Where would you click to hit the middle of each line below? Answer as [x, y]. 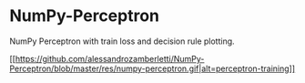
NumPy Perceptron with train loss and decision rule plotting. [122, 41]
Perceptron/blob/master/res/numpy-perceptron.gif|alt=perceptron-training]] [152, 68]
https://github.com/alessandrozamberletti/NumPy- [110, 58]
